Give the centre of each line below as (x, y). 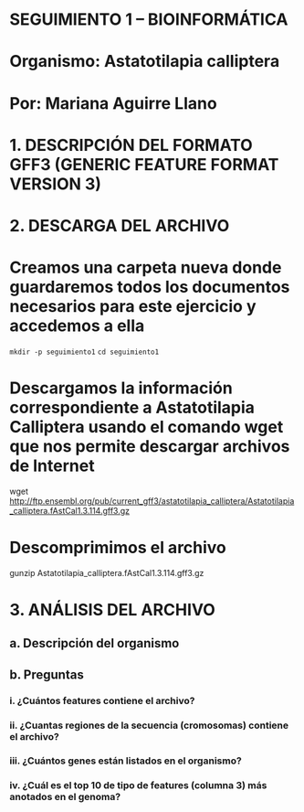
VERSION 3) (56, 184)
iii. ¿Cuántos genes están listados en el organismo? (126, 761)
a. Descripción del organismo (94, 643)
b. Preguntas (47, 674)
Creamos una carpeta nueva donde (146, 267)
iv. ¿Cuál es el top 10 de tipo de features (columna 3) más (138, 785)
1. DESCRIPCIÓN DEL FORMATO (131, 145)
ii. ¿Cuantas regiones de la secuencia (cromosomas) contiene (149, 725)
